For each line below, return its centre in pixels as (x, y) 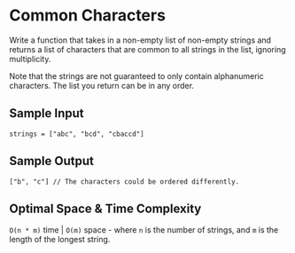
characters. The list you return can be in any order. (102, 85)
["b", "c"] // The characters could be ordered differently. (124, 182)
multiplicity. (30, 59)
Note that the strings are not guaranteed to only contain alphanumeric (136, 75)
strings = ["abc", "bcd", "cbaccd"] (77, 134)
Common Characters (88, 16)
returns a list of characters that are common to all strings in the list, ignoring (147, 49)
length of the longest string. (60, 240)
